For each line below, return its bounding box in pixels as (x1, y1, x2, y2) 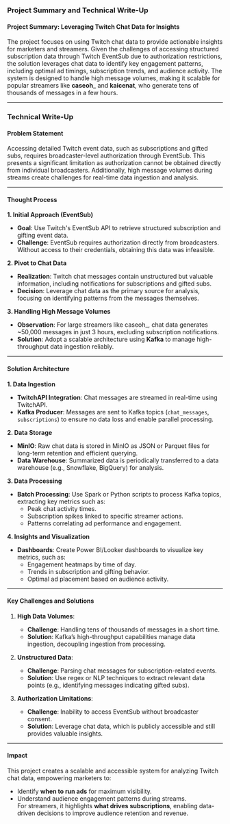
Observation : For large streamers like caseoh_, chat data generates (16, 321, 209, 329)
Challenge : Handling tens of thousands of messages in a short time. (27, 625, 220, 634)
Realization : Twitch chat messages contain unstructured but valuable (16, 273, 214, 281)
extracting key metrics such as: (16, 497, 106, 505)
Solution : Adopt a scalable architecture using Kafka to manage (16, 335, 196, 344)
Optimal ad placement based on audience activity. (27, 575, 169, 583)
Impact (7, 751, 28, 760)
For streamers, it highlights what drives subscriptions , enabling (16, 802, 198, 810)
